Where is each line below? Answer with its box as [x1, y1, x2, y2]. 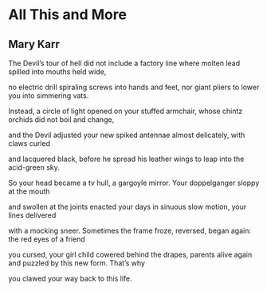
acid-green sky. [8, 163, 60, 172]
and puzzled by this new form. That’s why [8, 258, 146, 268]
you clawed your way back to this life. [8, 273, 133, 283]
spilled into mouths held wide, [8, 67, 107, 77]
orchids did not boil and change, [8, 115, 115, 124]
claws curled [8, 139, 50, 148]
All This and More [8, 6, 128, 24]
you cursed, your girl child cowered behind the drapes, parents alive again [8, 250, 253, 259]
